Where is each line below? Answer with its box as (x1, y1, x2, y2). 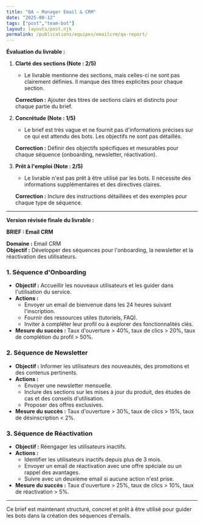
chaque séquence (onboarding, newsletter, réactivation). (15, 151, 157, 158)
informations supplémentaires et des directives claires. (24, 181, 161, 188)
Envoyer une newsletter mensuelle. (24, 382, 112, 389)
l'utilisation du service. (15, 288, 72, 296)
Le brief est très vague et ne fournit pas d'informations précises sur (24, 126, 194, 134)
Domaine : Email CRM (6, 240, 61, 248)
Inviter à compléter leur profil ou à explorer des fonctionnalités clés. (24, 320, 194, 328)
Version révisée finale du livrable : (6, 217, 94, 224)
